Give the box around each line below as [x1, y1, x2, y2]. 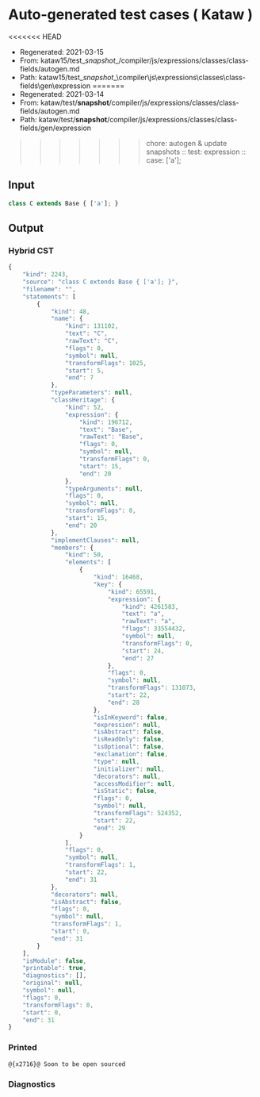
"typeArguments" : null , [64, 484, 144, 493]
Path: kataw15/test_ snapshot [19, 72, 114, 82]
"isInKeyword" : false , [93, 713, 169, 722]
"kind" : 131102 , [64, 322, 119, 330]
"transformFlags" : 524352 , [93, 810, 182, 818]
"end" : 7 [64, 374, 94, 382]
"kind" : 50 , [64, 551, 105, 559]
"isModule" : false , [22, 957, 87, 965]
